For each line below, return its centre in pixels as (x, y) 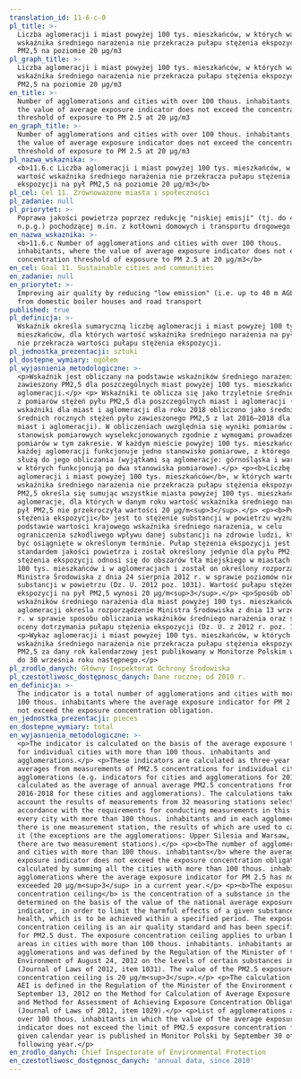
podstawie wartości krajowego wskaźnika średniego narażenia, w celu (150, 527)
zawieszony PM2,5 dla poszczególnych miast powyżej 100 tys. (134, 385)
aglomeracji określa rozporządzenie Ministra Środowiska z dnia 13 (146, 610)
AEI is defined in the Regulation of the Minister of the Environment (152, 986)
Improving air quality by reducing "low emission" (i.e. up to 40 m (148, 293)
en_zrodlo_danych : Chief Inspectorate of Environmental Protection (138, 1053)
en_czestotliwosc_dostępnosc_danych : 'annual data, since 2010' (132, 1061)
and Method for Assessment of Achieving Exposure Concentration (140, 1003)
